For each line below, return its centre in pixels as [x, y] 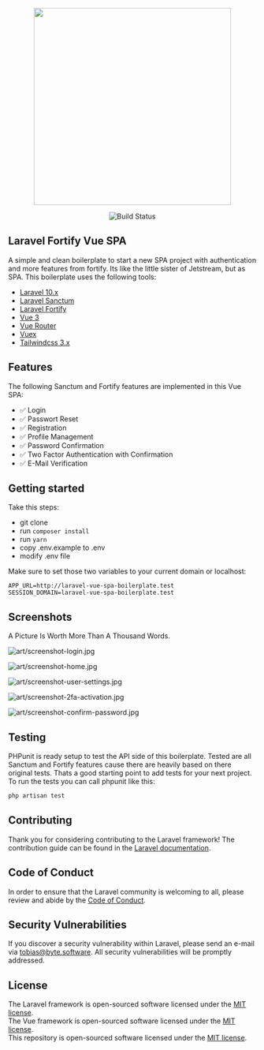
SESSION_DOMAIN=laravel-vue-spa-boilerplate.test [91, 593]
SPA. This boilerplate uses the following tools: [82, 277]
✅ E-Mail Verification [54, 463]
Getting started [46, 489]
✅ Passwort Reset [49, 419]
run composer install [54, 531]
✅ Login [33, 409]
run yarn [33, 540]
